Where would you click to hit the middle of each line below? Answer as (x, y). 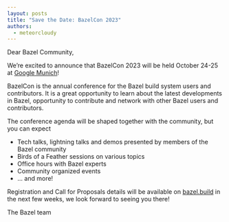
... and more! (35, 179)
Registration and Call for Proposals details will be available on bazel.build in (114, 192)
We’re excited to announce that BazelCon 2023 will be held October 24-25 (113, 65)
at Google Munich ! (33, 73)
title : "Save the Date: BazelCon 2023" (64, 20)
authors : (20, 26)
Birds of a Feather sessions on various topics (81, 157)
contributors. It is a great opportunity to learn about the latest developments (115, 93)
